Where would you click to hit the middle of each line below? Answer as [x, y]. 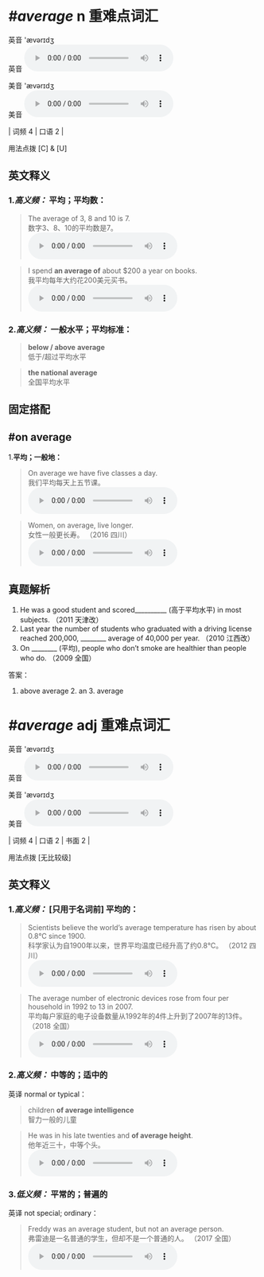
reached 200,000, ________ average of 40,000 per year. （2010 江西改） [137, 638]
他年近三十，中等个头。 [66, 1145]
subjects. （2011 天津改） [61, 619]
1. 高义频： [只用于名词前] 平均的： [74, 909]
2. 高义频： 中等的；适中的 [58, 1075]
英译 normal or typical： [48, 1094]
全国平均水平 [49, 382]
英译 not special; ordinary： [53, 1213]
